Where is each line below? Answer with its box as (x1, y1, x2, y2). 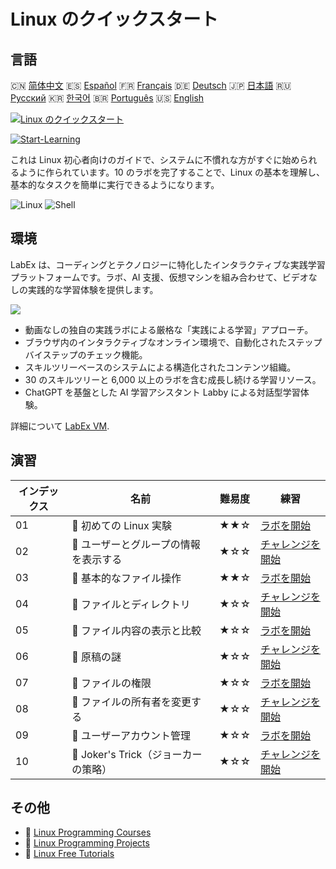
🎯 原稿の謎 (71, 650, 122, 664)
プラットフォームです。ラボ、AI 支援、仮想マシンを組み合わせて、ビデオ (10, 271, 309, 283)
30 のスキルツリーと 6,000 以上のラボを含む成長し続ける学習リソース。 (24, 373, 322, 385)
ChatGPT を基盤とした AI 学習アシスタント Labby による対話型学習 (24, 386, 301, 398)
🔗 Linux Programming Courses (24, 826, 152, 839)
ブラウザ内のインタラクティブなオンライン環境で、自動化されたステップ (24, 336, 323, 348)
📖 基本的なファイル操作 (71, 571, 182, 585)
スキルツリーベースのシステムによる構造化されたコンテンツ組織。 (24, 361, 297, 373)
